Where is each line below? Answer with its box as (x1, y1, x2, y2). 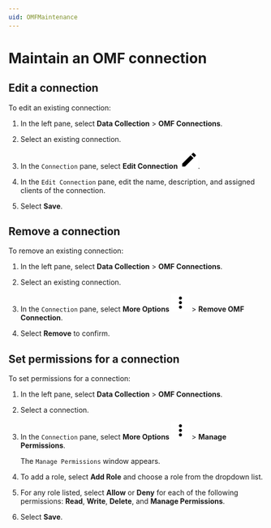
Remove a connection (8, 225, 121, 238)
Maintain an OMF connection (8, 49, 207, 67)
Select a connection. (19, 406, 89, 415)
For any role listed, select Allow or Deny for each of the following (19, 487, 239, 498)
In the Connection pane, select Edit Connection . (19, 161, 200, 170)
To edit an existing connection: (8, 102, 111, 113)
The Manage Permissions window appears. (19, 457, 161, 466)
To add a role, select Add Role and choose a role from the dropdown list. (19, 472, 264, 482)
